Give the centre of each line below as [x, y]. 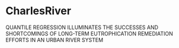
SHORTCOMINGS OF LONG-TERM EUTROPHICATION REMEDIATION [89, 33]
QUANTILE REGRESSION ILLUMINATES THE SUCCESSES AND [82, 27]
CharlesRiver [39, 11]
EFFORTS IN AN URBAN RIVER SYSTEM [55, 40]
